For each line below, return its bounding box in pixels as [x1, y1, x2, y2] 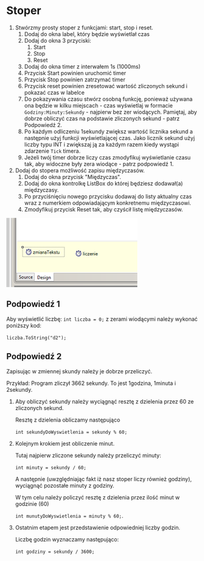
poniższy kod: [6, 321, 41, 329]
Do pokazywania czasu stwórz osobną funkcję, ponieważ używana [24, 95, 193, 103]
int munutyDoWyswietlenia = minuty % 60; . [15, 512, 124, 519]
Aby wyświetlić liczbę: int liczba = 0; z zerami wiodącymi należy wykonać [6, 315, 198, 323]
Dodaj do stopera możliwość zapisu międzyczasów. [15, 166, 145, 174]
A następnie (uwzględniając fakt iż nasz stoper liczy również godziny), [15, 475, 192, 483]
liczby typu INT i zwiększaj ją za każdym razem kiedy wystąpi [24, 141, 180, 148]
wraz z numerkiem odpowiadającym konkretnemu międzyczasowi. [24, 199, 192, 207]
